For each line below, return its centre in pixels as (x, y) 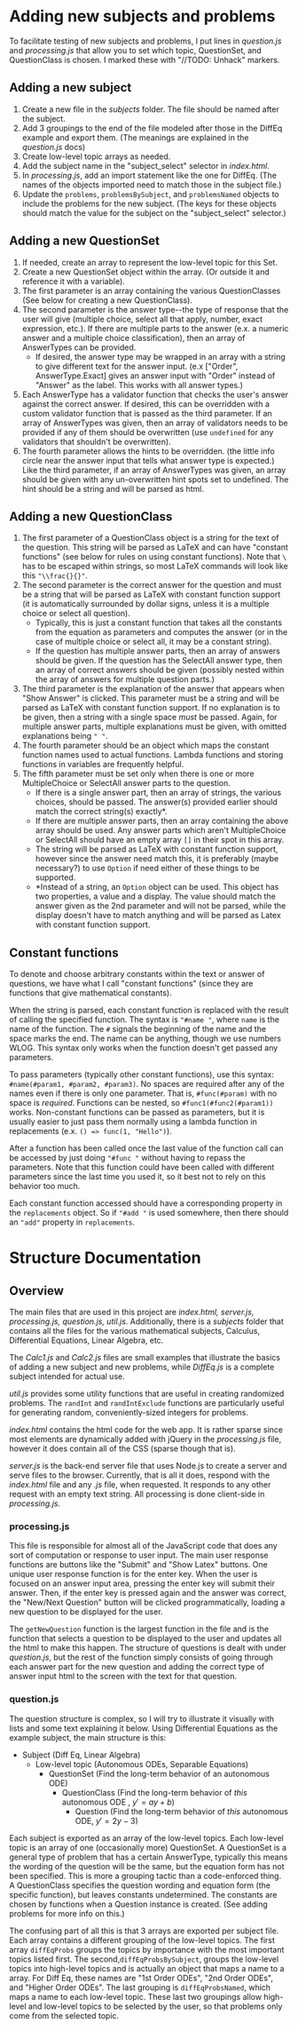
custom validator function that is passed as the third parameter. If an (147, 413)
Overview (37, 1291)
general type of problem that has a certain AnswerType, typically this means (149, 1857)
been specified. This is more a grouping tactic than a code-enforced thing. (145, 1875)
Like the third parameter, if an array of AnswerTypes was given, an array (154, 470)
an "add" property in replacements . (72, 1222)
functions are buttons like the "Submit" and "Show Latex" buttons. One (138, 1565)
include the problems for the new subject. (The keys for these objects (149, 203)
